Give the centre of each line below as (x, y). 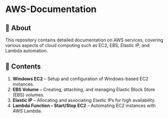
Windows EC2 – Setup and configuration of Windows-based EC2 (80, 79)
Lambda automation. (26, 51)
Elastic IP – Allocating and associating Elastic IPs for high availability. (84, 100)
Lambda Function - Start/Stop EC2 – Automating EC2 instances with (84, 105)
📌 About (18, 28)
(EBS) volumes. (29, 95)
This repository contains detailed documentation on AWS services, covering (84, 40)
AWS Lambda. (27, 111)
